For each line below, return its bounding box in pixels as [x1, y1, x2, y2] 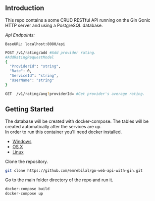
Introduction [5, 4, 45, 12]
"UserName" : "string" [9, 78, 54, 83]
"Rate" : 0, [9, 69, 32, 74]
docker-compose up [5, 191, 43, 196]
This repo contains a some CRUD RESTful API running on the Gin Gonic [5, 17, 151, 23]
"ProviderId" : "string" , [9, 64, 61, 69]
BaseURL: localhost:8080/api [5, 42, 65, 47]
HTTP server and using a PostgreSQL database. [5, 22, 103, 28]
